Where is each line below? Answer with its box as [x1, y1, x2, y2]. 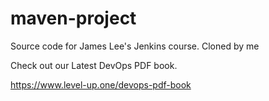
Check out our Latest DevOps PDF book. [10, 59, 178, 71]
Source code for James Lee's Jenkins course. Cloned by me [10, 40, 260, 52]
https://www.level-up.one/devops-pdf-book [10, 78, 192, 91]
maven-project [10, 7, 137, 30]
